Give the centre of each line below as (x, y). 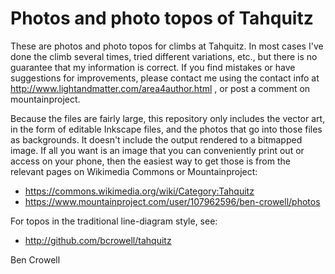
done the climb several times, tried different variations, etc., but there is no (164, 56)
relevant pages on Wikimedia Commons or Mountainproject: (134, 171)
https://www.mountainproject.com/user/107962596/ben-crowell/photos (172, 201)
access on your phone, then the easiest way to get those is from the (150, 161)
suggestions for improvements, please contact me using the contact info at (165, 78)
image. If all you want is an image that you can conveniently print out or (157, 150)
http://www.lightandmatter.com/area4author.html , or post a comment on (160, 88)
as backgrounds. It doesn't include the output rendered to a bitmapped (156, 139)
